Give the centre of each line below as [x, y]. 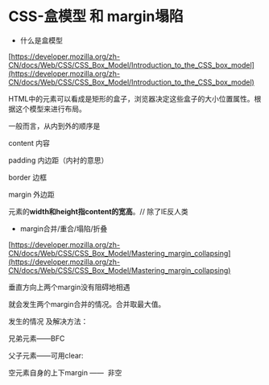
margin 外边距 [31, 194]
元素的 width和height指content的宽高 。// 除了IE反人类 [99, 211]
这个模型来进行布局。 [50, 109]
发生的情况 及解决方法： [48, 321]
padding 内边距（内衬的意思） [58, 160]
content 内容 [29, 143]
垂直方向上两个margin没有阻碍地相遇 [69, 287]
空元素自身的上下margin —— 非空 [65, 372]
